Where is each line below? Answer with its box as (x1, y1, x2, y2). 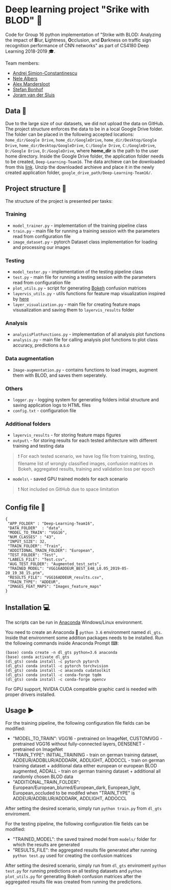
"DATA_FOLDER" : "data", (7, 526, 63, 531)
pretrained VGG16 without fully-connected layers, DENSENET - (12, 741, 145, 747)
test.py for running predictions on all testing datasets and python (5, 867, 142, 874)
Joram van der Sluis (12, 91, 55, 98)
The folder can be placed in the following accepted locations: (5, 131, 134, 137)
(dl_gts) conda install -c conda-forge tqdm (5, 672, 102, 678)
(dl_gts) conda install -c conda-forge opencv (5, 676, 106, 682)
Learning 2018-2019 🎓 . (5, 48, 56, 54)
